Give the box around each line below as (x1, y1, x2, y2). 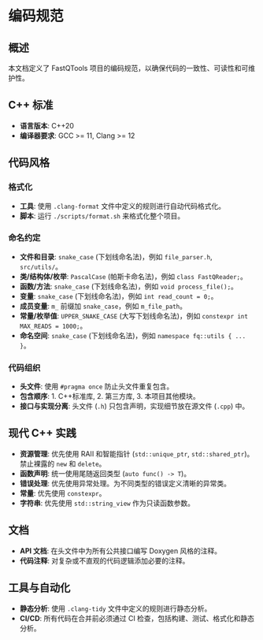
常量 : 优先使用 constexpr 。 (19, 488, 106, 497)
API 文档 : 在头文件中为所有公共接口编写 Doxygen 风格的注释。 (19, 545, 222, 556)
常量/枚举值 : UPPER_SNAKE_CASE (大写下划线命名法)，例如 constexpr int (19, 311, 248, 320)
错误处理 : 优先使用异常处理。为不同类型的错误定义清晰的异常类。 (19, 478, 231, 488)
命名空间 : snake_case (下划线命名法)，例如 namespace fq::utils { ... (19, 330, 246, 340)
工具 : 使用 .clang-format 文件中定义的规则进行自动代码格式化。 (19, 201, 226, 210)
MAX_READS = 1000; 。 (19, 321, 87, 330)
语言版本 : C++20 (19, 121, 75, 130)
